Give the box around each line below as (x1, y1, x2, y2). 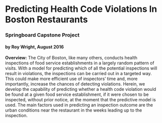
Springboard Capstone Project (5, 32, 80, 39)
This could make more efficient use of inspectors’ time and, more (5, 76, 138, 82)
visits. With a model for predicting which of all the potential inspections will (5, 65, 157, 71)
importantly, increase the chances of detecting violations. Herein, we (5, 81, 145, 87)
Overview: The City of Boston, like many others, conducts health (5, 55, 137, 61)
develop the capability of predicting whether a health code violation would (5, 86, 157, 92)
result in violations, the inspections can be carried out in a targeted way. (5, 71, 152, 77)
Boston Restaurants (5, 14, 88, 25)
